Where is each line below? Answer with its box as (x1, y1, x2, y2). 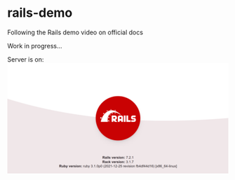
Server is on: (7, 55, 44, 64)
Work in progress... (7, 41, 62, 50)
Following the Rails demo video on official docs (7, 28, 144, 36)
